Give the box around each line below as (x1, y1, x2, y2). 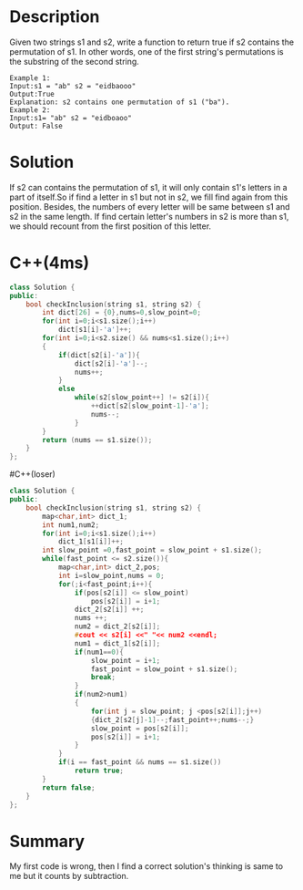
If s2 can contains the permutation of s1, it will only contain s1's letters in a (9, 181, 288, 192)
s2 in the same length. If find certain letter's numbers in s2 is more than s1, (9, 211, 289, 222)
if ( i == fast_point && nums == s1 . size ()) (57, 758, 222, 767)
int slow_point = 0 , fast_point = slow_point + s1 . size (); (42, 545, 262, 555)
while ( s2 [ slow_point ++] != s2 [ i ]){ (74, 393, 209, 402)
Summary (9, 831, 85, 852)
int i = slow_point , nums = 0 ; (57, 571, 166, 580)
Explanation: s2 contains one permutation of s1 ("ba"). (9, 98, 230, 107)
